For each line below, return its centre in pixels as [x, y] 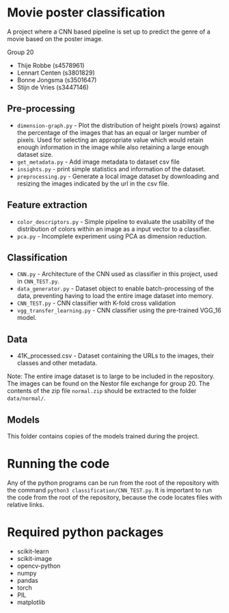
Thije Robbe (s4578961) [51, 65]
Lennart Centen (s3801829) [56, 73]
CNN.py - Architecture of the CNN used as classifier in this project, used [117, 274]
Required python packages [85, 533]
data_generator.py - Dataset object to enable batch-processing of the [115, 288]
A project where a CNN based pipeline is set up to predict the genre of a [109, 32]
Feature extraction [47, 205]
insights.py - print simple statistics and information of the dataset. [111, 168]
